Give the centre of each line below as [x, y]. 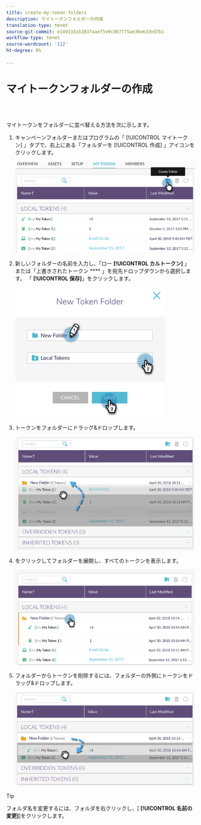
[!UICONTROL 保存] [58, 279]
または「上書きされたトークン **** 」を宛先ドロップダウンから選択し [100, 271]
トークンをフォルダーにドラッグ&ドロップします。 [77, 428]
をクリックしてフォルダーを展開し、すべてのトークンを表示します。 [98, 561]
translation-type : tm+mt [37, 25]
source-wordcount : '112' [37, 44]
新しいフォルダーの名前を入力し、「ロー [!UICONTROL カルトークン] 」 [102, 264]
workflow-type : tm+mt [33, 38]
